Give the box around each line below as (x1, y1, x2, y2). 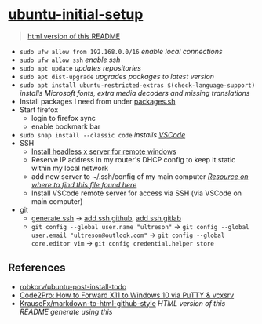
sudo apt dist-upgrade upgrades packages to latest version (19, 71, 214, 81)
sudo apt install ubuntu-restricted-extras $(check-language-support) (19, 81, 256, 89)
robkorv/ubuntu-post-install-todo (19, 282, 127, 291)
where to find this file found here (31, 180, 137, 189)
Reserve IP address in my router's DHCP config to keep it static (31, 155, 236, 164)
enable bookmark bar (31, 122, 101, 131)
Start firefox (19, 104, 59, 115)
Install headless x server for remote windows (31, 147, 176, 156)
